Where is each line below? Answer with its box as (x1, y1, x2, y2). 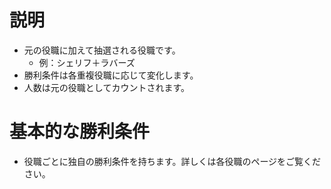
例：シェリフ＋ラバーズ (38, 56, 136, 68)
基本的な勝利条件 (9, 121, 151, 143)
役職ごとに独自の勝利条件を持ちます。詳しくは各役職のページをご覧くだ (23, 155, 322, 167)
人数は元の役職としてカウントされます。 (23, 81, 190, 93)
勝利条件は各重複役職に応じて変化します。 (23, 69, 199, 81)
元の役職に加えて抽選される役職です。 (23, 44, 181, 56)
